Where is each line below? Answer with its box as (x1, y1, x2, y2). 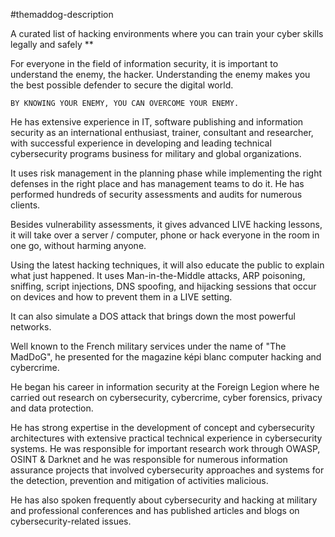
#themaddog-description (10, 9, 114, 20)
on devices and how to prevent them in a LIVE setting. (10, 291, 233, 303)
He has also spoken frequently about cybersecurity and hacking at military (10, 494, 318, 506)
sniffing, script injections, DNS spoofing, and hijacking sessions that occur (10, 280, 317, 292)
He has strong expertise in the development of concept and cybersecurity (10, 422, 315, 433)
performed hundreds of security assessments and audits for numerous (10, 189, 303, 200)
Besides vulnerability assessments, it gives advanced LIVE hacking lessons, (10, 219, 323, 230)
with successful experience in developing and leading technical (10, 137, 272, 149)
